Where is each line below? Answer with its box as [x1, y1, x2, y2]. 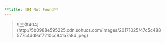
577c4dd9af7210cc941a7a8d [16, 32, 77, 38]
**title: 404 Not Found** [4, 7, 58, 12]
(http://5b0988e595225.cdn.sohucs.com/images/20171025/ [16, 27, 140, 33]
